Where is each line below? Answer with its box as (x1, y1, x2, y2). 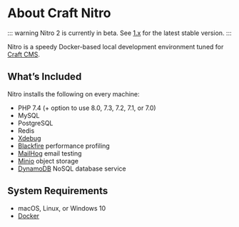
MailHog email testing (17, 148, 82, 158)
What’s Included (7, 71, 82, 83)
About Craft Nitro (7, 5, 112, 21)
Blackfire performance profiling (17, 141, 111, 150)
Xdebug (17, 133, 41, 142)
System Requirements (7, 185, 108, 197)
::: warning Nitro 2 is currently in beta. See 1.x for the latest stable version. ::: (7, 29, 232, 37)
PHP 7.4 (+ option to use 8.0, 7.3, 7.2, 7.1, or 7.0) (17, 104, 156, 112)
